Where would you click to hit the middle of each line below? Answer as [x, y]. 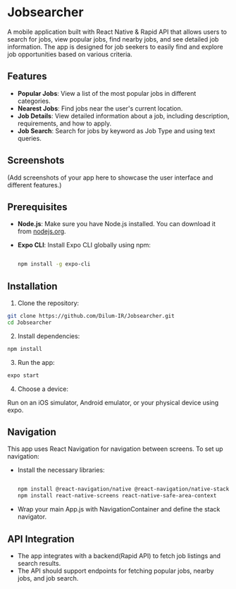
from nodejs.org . [42, 231]
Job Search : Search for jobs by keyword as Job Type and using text [116, 130]
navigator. [32, 517]
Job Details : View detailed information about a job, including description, [123, 116]
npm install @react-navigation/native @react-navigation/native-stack [123, 489]
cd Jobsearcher [30, 322]
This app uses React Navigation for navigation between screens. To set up [115, 449]
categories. [34, 101]
